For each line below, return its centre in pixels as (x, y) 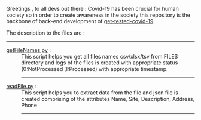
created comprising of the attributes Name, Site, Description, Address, (108, 99)
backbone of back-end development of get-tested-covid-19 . (80, 21)
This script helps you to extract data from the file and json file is (100, 93)
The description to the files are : (45, 33)
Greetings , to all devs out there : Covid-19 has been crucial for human (93, 9)
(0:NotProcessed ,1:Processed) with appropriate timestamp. (95, 69)
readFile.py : (22, 86)
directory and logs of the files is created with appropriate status (100, 63)
